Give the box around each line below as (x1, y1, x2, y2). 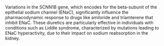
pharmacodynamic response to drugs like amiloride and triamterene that (5, 15, 153, 20)
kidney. (5, 35, 20, 41)
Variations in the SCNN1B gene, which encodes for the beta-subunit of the (5, 4, 158, 10)
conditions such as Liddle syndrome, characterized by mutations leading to (5, 25, 159, 31)
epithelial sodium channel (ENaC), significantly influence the (5, 9, 129, 15)
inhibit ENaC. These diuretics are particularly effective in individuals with (5, 20, 154, 25)
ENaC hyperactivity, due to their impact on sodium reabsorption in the (5, 30, 148, 36)
